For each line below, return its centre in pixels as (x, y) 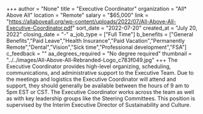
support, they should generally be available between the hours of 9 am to (98, 86)
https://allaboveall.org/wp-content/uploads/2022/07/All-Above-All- (93, 21)
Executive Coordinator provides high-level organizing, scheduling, (89, 66)
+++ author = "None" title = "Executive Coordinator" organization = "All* (96, 9)
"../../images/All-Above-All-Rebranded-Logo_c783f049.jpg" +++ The (92, 60)
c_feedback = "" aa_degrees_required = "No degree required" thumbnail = (99, 53)
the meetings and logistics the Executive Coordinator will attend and (91, 79)
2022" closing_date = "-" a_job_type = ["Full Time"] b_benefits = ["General (100, 34)
